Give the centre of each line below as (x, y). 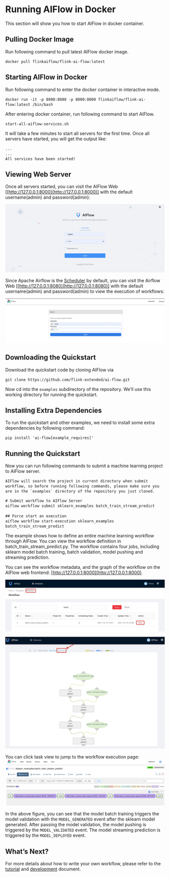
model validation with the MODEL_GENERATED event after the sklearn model (80, 819)
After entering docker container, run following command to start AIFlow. (80, 114)
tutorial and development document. (43, 869)
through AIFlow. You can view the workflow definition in (63, 541)
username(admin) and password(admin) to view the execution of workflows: (85, 291)
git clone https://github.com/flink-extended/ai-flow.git (68, 380)
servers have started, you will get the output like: (56, 139)
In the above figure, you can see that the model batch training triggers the (82, 814)
